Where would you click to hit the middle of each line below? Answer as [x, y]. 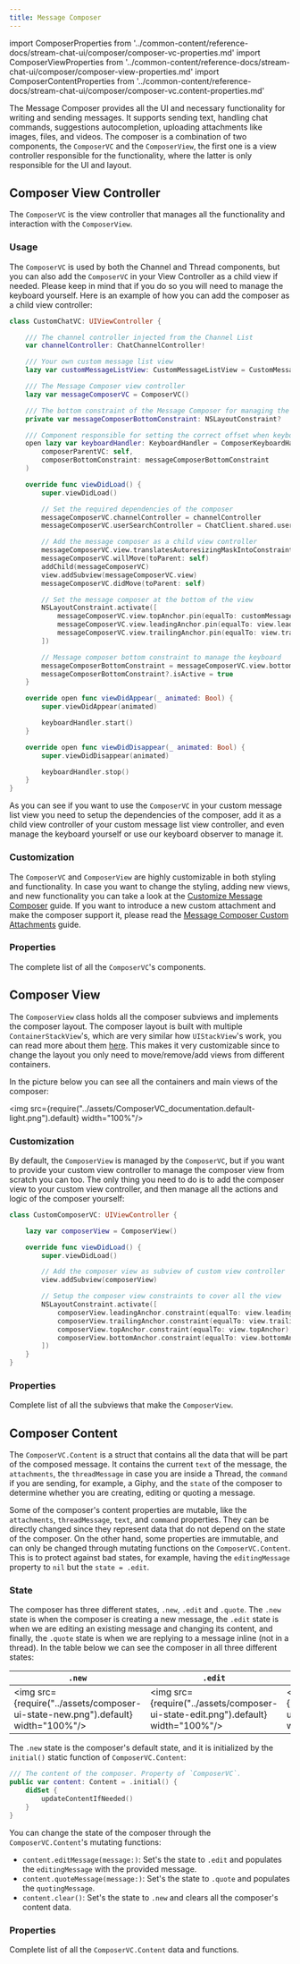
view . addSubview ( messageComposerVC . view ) [120, 575]
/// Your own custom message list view [100, 362]
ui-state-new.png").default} [74, 1714]
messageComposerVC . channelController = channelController [151, 517]
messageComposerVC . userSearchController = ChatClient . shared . [159, 526]
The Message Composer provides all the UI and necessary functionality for [147, 107]
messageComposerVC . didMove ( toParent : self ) [123, 583]
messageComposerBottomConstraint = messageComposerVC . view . [155, 666]
